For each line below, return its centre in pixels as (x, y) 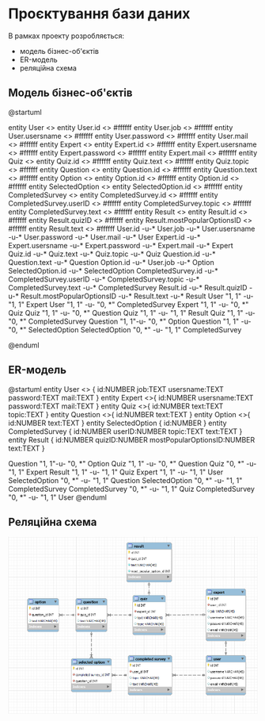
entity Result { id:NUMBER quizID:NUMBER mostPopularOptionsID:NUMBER (132, 439)
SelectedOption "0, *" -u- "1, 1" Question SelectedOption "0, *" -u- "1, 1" (125, 480)
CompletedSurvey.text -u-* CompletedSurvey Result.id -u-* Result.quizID (128, 287)
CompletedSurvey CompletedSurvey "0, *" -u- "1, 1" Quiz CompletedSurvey (132, 489)
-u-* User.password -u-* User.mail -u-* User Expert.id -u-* (104, 237)
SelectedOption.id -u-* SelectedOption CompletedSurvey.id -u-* (114, 270)
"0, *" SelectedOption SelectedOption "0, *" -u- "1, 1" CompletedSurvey (125, 329)
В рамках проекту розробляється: (66, 36)
